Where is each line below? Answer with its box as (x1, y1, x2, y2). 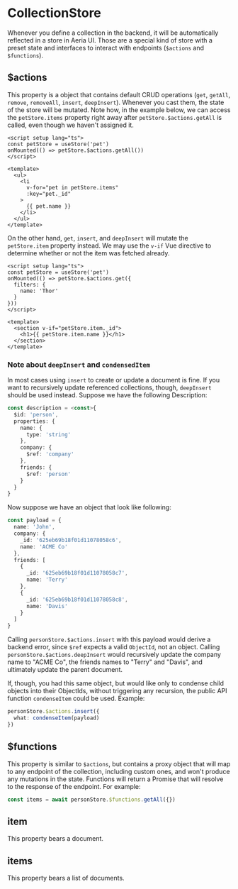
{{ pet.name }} (25, 202, 72, 210)
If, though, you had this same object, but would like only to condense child (7, 679, 225, 688)
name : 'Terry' (25, 576, 69, 583)
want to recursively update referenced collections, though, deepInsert (7, 383, 212, 392)
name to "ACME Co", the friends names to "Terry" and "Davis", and (7, 658, 203, 666)
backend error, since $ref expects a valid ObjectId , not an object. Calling (7, 643, 220, 651)
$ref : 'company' (25, 451, 74, 458)
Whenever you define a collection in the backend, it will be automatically (7, 28, 219, 37)
